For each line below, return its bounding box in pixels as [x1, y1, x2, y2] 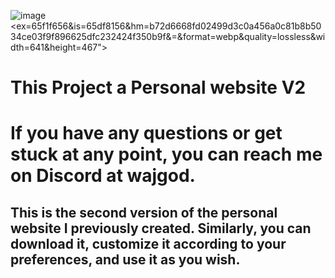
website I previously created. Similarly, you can [10, 220, 312, 237]
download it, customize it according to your [10, 235, 287, 252]
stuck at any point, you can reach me [10, 143, 323, 166]
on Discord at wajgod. [10, 165, 196, 187]
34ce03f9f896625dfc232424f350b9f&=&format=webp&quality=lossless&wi [10, 31, 326, 42]
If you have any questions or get [10, 122, 283, 145]
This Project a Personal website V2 [10, 76, 307, 99]
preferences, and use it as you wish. [10, 251, 241, 268]
